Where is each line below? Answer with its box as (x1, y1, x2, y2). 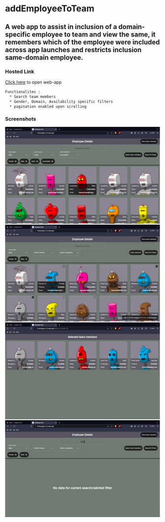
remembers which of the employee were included (5, 38, 160, 46)
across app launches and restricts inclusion (5, 45, 142, 54)
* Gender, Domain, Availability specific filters (9, 99, 113, 104)
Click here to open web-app (5, 79, 62, 85)
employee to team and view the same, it (31, 30, 156, 38)
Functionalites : (5, 89, 41, 94)
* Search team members (9, 94, 56, 99)
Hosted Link (5, 68, 34, 75)
